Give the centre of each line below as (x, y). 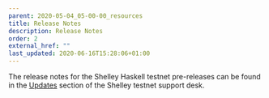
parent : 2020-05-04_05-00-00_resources (76, 16)
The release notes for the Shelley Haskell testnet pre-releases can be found (134, 77)
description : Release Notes (56, 31)
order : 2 (23, 38)
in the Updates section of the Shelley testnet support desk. (107, 85)
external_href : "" (39, 46)
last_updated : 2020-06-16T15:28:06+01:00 (79, 53)
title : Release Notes (45, 23)
